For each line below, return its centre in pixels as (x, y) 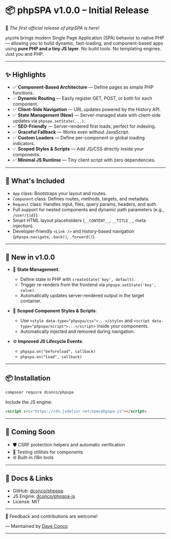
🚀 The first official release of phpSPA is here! (52, 28)
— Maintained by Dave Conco (36, 526)
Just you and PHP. (25, 54)
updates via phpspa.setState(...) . (49, 121)
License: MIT (26, 501)
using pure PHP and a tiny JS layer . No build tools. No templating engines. (83, 48)
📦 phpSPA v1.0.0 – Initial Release (77, 10)
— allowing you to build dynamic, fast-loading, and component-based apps (84, 43)
